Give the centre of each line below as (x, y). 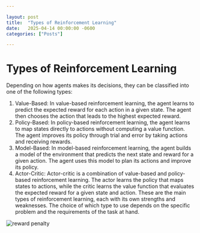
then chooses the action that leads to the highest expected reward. (98, 116)
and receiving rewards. (43, 142)
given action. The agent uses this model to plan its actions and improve (103, 161)
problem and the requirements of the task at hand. (77, 212)
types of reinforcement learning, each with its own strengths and (95, 199)
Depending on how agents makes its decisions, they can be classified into (98, 85)
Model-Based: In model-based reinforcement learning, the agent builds (103, 148)
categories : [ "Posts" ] (35, 34)
